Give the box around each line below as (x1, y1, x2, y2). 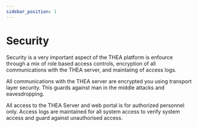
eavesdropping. (6, 90, 44, 97)
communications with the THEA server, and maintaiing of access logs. (6, 66, 177, 73)
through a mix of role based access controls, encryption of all (6, 60, 156, 67)
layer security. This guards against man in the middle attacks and (6, 84, 165, 91)
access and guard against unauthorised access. (6, 114, 123, 121)
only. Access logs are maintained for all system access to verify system (6, 108, 180, 115)
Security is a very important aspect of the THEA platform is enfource (6, 54, 173, 61)
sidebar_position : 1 (6, 8, 57, 15)
